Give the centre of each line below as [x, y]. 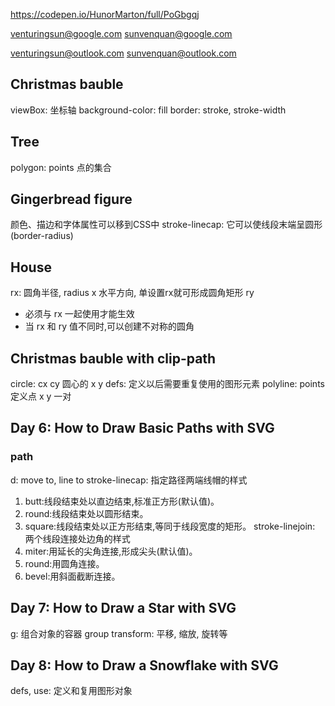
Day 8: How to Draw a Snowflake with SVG [144, 665]
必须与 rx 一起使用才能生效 [79, 314]
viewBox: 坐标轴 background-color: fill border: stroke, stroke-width [148, 110]
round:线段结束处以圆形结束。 [86, 513]
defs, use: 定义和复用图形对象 [71, 691]
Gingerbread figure [71, 199]
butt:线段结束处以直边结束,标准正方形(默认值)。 [122, 501]
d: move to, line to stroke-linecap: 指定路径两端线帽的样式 [129, 480]
